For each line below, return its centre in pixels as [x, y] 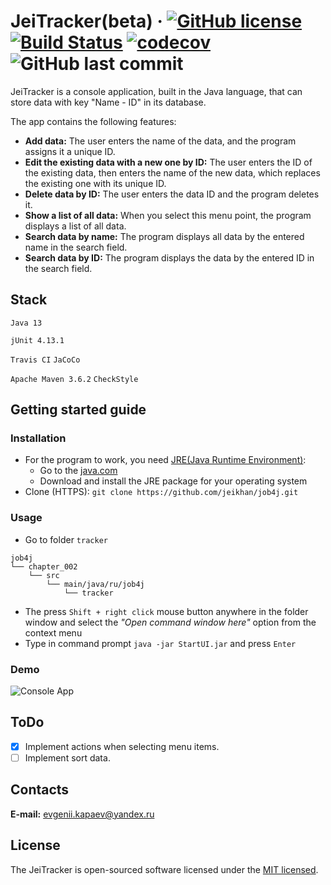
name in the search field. [76, 247]
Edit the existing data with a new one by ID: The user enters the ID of [168, 162]
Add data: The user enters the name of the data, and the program [160, 141]
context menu [53, 632]
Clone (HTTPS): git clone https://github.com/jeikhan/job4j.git [161, 492]
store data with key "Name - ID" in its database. [108, 102]
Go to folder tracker [66, 539]
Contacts [40, 790]
